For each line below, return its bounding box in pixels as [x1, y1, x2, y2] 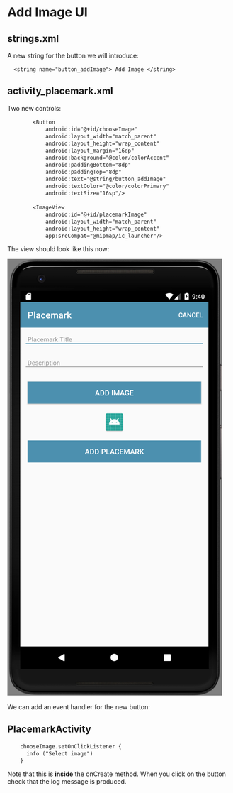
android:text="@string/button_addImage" [45, 175, 166, 182]
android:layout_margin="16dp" [45, 147, 135, 154]
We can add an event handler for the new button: [7, 702, 151, 711]
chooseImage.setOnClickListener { [20, 743, 122, 750]
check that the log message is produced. [7, 777, 127, 785]
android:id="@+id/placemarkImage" [45, 211, 147, 218]
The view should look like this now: [7, 244, 110, 253]
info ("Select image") [25, 750, 93, 757]
